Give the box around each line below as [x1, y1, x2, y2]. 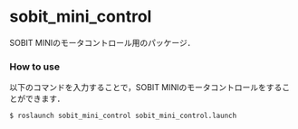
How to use [9, 60, 61, 73]
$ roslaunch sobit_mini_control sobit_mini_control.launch [9, 111, 237, 121]
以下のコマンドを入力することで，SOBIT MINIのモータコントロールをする [9, 82, 283, 93]
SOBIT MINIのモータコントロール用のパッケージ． [9, 37, 196, 48]
